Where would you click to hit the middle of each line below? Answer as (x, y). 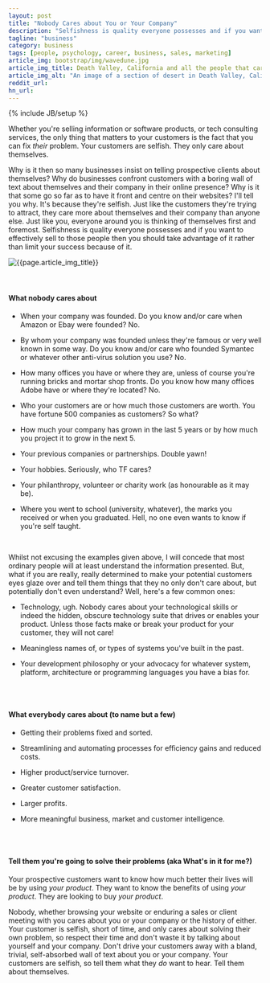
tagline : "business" (43, 38)
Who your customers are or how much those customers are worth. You (137, 405)
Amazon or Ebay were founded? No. (80, 324)
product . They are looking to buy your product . (86, 896)
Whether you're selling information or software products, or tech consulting (133, 129)
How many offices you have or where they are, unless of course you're (137, 373)
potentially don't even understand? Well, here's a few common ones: (122, 591)
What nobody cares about (53, 297)
